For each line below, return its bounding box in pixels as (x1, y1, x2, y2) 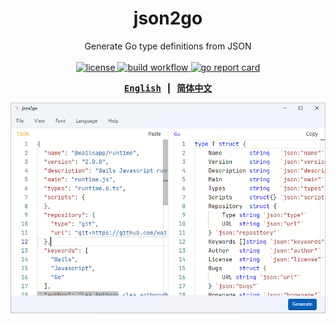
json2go (133, 7, 203, 30)
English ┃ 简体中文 (123, 82, 213, 94)
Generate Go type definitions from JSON (84, 40, 252, 52)
